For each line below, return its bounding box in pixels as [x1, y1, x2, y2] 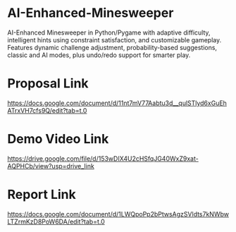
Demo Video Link [7, 131, 109, 147]
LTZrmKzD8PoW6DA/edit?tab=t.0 [7, 217, 105, 226]
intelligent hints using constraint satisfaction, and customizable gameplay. [7, 35, 222, 44]
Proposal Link [7, 75, 89, 92]
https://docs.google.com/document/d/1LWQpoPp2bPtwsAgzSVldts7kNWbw [7, 209, 229, 218]
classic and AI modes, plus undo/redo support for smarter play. [7, 51, 191, 59]
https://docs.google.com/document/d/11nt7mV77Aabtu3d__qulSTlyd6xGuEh [7, 99, 228, 107]
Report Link [7, 187, 76, 202]
